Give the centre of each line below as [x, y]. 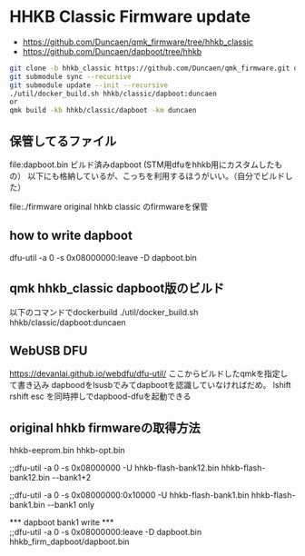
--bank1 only [71, 505]
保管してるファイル [63, 141]
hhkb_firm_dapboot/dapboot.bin [69, 541]
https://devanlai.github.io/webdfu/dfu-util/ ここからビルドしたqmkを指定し [149, 373]
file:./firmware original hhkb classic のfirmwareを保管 [109, 207]
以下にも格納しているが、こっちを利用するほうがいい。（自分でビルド [156, 176]
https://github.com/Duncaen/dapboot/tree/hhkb [112, 51]
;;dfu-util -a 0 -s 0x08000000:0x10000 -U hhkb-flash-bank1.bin [129, 495]
